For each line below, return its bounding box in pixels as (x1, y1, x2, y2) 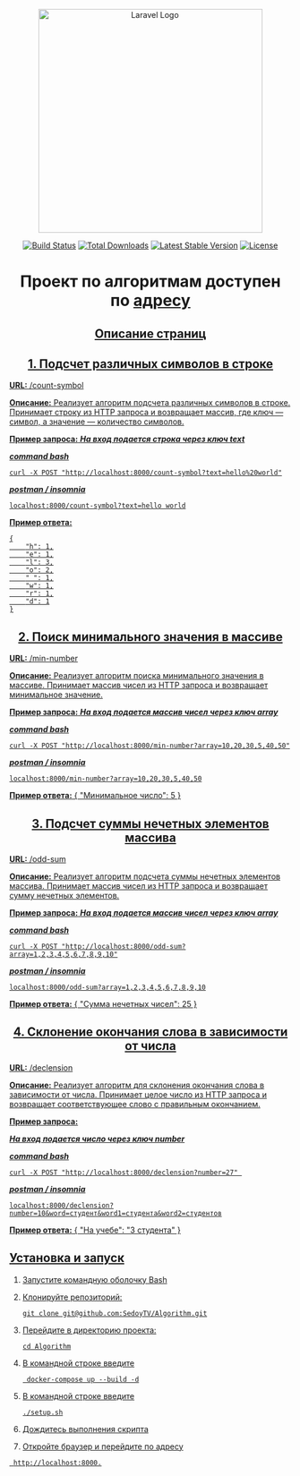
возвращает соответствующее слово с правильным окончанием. (9, 1098, 261, 1109)
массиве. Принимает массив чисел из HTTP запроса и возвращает (9, 680, 269, 691)
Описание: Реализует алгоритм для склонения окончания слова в (9, 1079, 265, 1090)
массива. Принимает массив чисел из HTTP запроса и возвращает (9, 881, 269, 892)
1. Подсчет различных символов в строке (27, 356, 274, 371)
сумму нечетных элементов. (9, 891, 120, 901)
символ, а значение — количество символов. (9, 416, 184, 427)
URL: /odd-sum (9, 854, 66, 865)
